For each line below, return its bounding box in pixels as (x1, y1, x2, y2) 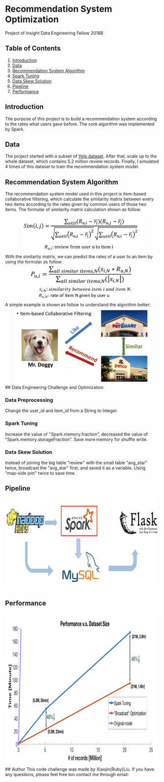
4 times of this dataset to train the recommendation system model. (5, 164, 140, 170)
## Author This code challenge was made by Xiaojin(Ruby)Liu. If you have (5, 766, 154, 772)
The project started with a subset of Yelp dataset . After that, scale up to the (5, 153, 157, 159)
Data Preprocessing (5, 397, 53, 404)
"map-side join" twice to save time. (5, 470, 76, 476)
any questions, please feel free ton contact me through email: (5, 771, 129, 777)
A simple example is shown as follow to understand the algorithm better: (5, 302, 151, 308)
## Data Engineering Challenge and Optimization (5, 385, 104, 391)
